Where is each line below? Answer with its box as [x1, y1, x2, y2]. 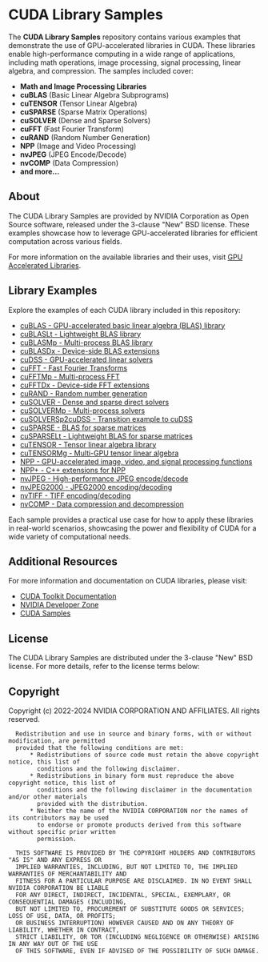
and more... [19, 166, 60, 176]
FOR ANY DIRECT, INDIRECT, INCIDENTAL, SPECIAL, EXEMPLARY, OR [15, 891, 230, 899]
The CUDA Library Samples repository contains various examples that [8, 32, 242, 42]
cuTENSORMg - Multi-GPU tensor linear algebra [19, 448, 179, 458]
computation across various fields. [8, 236, 122, 246]
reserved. [8, 715, 40, 724]
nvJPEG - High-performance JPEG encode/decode [19, 474, 189, 483]
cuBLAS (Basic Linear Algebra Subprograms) [19, 90, 170, 99]
